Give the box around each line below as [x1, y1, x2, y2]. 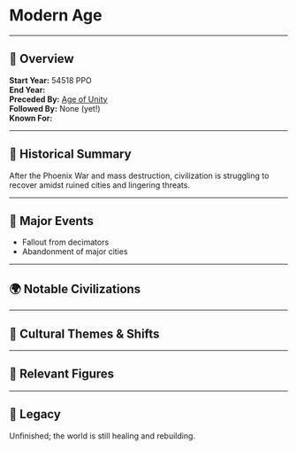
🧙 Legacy [9, 407, 62, 422]
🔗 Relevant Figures [9, 367, 115, 382]
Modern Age [9, 5, 103, 26]
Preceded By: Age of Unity [9, 94, 108, 105]
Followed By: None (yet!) [9, 103, 101, 113]
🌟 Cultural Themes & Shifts [9, 326, 160, 341]
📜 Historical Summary [9, 147, 132, 162]
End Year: [9, 84, 46, 95]
